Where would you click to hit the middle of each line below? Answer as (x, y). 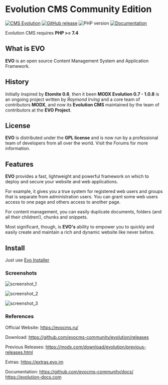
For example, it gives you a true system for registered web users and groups (84, 191)
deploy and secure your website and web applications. (62, 182)
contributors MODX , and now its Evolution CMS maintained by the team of (82, 104)
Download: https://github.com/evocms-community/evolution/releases (77, 337)
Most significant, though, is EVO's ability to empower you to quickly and (80, 227)
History (17, 82)
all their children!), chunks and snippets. (47, 217)
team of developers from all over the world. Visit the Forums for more (76, 143)
